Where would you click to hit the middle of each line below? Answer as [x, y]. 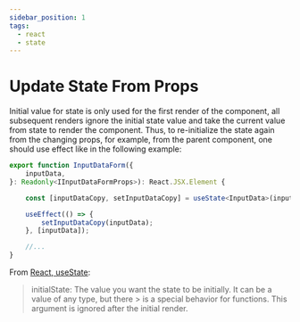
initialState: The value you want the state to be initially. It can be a [151, 290]
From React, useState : [50, 272]
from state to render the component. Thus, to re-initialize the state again [142, 130]
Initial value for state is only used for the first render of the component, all [145, 111]
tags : [19, 26]
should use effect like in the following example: [96, 149]
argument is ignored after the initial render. [110, 309]
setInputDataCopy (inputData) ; [97, 223]
